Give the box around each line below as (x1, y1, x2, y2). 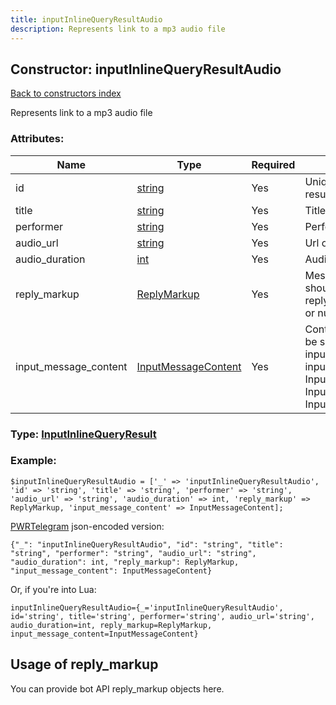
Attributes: (10, 132, 65, 146)
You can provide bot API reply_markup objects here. (10, 682, 225, 695)
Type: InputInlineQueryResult (10, 427, 157, 441)
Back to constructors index (10, 87, 122, 100)
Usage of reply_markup (10, 656, 159, 673)
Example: (10, 454, 57, 468)
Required (251, 157, 296, 171)
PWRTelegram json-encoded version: (10, 520, 165, 532)
